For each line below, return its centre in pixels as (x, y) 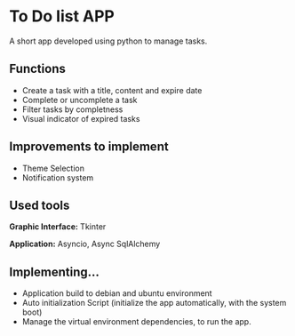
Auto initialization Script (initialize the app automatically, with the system (154, 303)
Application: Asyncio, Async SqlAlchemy (85, 244)
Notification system (58, 177)
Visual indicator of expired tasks (81, 118)
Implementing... (55, 272)
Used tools (40, 205)
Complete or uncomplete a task (80, 100)
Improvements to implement (89, 147)
